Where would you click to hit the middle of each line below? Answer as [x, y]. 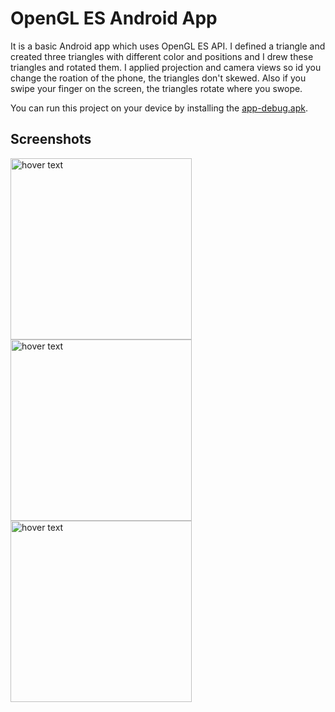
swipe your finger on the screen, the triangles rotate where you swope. [156, 88]
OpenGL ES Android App [114, 18]
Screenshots [51, 139]
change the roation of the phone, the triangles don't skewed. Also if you [158, 78]
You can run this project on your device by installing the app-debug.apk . [159, 108]
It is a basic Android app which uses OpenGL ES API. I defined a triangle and [168, 46]
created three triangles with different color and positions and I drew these [162, 56]
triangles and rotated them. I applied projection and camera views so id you [166, 67]
